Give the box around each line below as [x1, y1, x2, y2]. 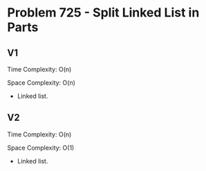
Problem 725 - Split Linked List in [7, 5, 200, 21]
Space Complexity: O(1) [7, 143, 75, 152]
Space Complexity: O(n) [7, 79, 76, 87]
